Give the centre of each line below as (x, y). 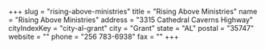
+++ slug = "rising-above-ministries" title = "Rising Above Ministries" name (133, 11)
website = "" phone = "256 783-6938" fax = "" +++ (94, 36)
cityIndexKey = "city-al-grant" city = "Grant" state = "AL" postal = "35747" (131, 28)
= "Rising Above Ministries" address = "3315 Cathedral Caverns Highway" (131, 20)
